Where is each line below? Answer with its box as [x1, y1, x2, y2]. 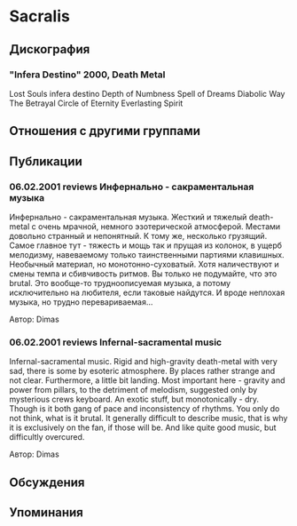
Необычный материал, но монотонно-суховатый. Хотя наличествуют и [9, 259, 279, 269]
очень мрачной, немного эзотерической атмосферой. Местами [38, 220, 281, 232]
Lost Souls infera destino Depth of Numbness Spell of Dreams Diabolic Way [9, 88, 285, 99]
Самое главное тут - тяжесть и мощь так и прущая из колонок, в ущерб [9, 240, 282, 251]
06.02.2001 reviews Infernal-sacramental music [9, 336, 223, 348]
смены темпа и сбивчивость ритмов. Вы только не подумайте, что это [9, 268, 277, 279]
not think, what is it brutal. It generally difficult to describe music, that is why [9, 413, 288, 424]
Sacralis [9, 6, 71, 27]
